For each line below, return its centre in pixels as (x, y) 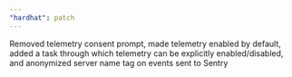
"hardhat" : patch (42, 18)
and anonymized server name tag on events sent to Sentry (119, 63)
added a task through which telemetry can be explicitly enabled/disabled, (146, 53)
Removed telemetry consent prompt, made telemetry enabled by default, (145, 43)
